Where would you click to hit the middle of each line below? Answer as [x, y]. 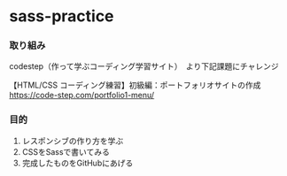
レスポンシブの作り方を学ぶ [73, 141]
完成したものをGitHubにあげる [78, 163]
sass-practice [62, 16]
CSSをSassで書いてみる [66, 151]
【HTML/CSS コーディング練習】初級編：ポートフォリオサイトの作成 [135, 85]
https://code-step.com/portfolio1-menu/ [82, 96]
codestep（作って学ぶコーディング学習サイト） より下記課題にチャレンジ [144, 66]
